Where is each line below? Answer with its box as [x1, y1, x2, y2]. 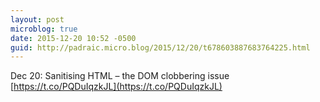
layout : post [10, 14, 65, 25]
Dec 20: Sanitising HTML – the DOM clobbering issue [10, 70, 230, 82]
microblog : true [10, 24, 78, 34]
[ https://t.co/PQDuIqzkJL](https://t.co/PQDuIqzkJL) [10, 81, 223, 93]
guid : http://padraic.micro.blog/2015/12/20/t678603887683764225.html [10, 42, 311, 53]
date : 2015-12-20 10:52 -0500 [10, 33, 137, 43]
